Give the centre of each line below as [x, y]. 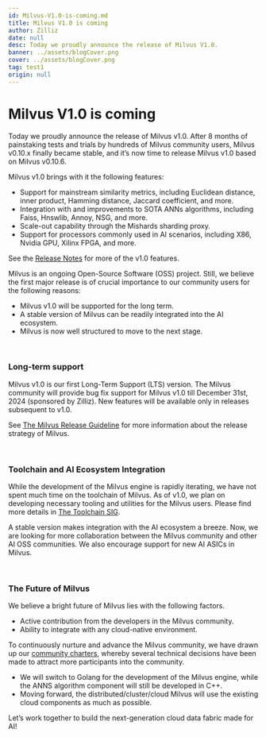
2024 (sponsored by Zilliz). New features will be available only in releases [129, 401]
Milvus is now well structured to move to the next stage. [111, 331]
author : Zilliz [33, 30]
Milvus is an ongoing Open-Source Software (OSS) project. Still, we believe [131, 273]
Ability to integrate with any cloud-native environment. [108, 630]
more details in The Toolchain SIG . [64, 512]
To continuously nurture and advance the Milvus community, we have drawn [133, 645]
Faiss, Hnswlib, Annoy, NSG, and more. [84, 217]
